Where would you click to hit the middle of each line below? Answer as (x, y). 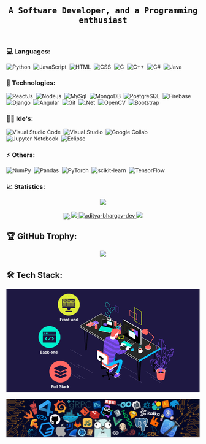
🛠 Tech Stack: (35, 275)
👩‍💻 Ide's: (20, 118)
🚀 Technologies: (31, 83)
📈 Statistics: (26, 186)
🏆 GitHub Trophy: (42, 236)
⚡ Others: (21, 155)
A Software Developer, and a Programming (103, 11)
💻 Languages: (29, 51)
